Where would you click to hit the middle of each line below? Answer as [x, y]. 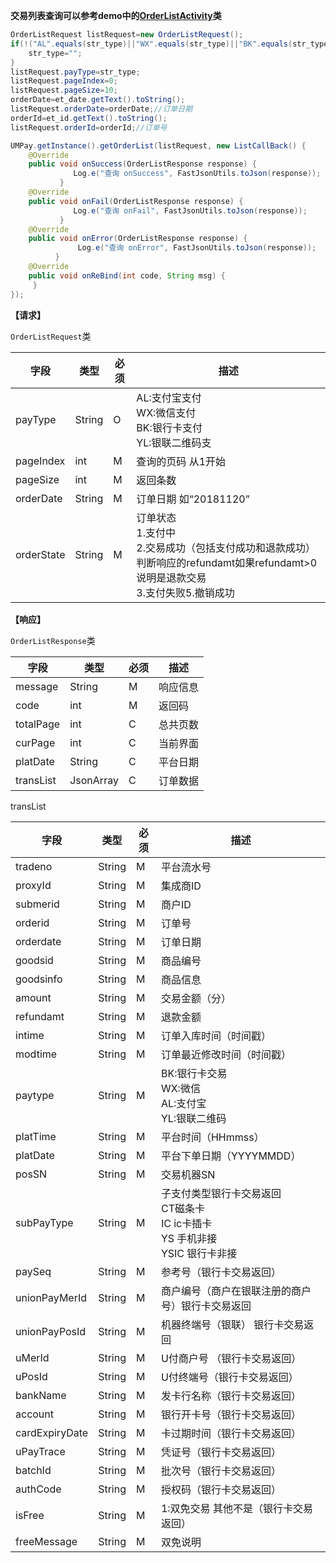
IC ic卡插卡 [186, 1223]
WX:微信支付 [166, 412]
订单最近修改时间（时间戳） [226, 1054]
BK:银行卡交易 [194, 1073]
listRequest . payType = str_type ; [75, 72]
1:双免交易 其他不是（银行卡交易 [236, 1508]
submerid [37, 904]
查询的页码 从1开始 [181, 461]
